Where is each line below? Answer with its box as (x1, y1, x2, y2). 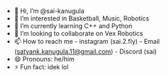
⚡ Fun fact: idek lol (14, 63, 69, 71)
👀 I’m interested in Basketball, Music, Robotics (14, 14, 149, 23)
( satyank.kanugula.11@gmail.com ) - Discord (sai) (14, 47, 157, 56)
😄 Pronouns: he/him (14, 55, 75, 63)
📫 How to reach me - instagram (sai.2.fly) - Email (14, 37, 160, 45)
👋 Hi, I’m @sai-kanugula (14, 7, 85, 15)
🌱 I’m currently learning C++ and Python (14, 22, 133, 30)
